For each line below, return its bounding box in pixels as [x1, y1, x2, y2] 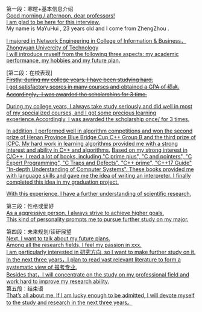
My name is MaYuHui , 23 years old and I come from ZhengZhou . [6, 25, 169, 32]
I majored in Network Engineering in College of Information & [6, 37, 157, 44]
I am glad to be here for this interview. [6, 19, 101, 25]
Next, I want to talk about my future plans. [6, 235, 110, 242]
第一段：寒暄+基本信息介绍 [6, 5, 74, 12]
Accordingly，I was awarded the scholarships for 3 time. [6, 91, 147, 98]
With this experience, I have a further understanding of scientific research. [6, 190, 192, 197]
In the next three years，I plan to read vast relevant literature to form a [6, 256, 181, 263]
